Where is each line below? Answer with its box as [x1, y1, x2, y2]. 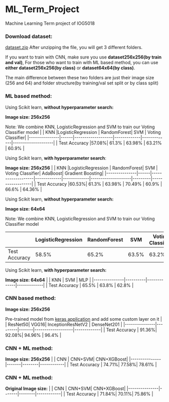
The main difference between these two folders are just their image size [5, 75, 154, 81]
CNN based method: [5, 294, 56, 301]
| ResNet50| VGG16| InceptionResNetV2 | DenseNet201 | [5, 321, 122, 327]
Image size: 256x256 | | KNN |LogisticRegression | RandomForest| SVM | [5, 165, 158, 171]
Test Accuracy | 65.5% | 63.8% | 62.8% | [48, 282, 134, 288]
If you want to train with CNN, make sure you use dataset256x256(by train [5, 54, 162, 60]
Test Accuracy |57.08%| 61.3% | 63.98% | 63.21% [58, 140, 162, 146]
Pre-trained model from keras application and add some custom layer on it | [5, 316, 162, 322]
